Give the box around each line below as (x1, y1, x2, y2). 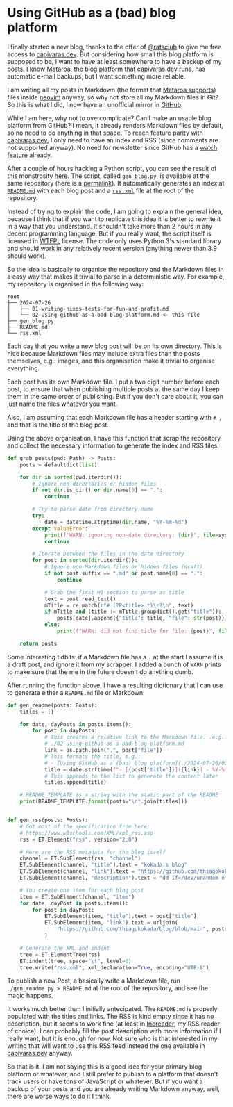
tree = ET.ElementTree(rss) (19, 951, 101, 958)
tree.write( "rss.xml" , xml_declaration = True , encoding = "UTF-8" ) (19, 964, 209, 971)
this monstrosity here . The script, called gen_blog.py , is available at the (7, 172, 210, 180)
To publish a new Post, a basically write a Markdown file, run (7, 976, 180, 985)
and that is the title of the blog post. (7, 420, 109, 429)
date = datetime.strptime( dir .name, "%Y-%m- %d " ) (44, 518, 188, 525)
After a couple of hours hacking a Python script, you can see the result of (7, 164, 217, 172)
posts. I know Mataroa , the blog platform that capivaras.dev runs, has (7, 65, 206, 73)
